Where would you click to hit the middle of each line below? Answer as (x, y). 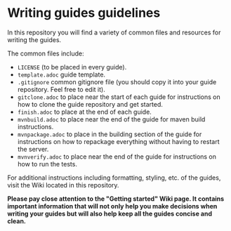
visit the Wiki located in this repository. (63, 185)
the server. (33, 149)
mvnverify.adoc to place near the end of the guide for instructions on (117, 157)
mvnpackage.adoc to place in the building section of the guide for (110, 134)
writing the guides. (34, 39)
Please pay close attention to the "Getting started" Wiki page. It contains (116, 199)
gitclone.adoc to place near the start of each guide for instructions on (119, 97)
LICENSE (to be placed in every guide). (72, 67)
